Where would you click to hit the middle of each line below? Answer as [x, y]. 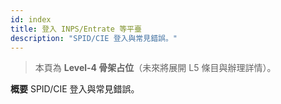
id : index [31, 19]
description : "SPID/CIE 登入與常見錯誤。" [94, 38]
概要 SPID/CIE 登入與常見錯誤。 [75, 89]
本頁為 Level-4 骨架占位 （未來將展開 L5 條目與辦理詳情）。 [155, 68]
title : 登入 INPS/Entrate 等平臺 [76, 29]
